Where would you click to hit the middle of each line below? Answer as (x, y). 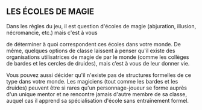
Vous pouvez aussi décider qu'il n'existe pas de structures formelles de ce (99, 75)
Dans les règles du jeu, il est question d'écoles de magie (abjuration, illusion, (101, 26)
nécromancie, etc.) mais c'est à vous (52, 32)
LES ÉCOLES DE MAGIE (50, 12)
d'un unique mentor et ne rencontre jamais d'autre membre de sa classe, (97, 94)
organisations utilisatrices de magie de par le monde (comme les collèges (98, 57)
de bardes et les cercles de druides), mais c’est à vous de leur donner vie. (98, 63)
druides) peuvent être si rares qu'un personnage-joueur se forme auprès (96, 88)
